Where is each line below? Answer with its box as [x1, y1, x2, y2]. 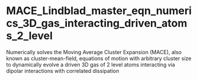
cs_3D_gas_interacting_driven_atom [6, 16, 188, 30]
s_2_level [6, 29, 53, 42]
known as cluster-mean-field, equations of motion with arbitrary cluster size [6, 55, 192, 62]
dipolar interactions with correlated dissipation [6, 67, 120, 74]
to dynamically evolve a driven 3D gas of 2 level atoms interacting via [6, 61, 176, 68]
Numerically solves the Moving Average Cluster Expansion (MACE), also [6, 48, 182, 55]
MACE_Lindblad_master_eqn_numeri [6, 4, 192, 18]
